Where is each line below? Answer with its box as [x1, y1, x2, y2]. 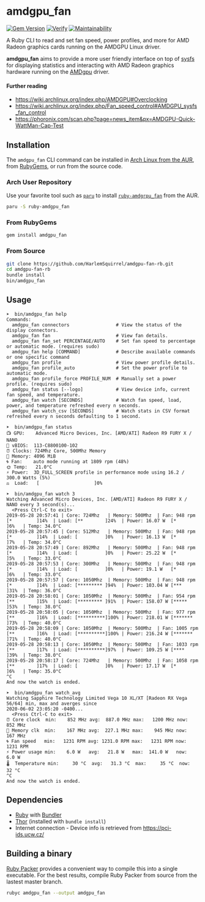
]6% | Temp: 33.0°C [6, 571, 62, 578]
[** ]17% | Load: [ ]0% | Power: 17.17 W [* [6, 662, 176, 669]
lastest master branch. [6, 877, 63, 885]
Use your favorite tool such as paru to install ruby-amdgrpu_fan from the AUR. [6, 192, 199, 199]
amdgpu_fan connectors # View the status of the [12, 321, 182, 328]
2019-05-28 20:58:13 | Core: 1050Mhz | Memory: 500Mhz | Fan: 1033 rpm [6, 641, 199, 648]
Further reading [6, 82, 47, 90]
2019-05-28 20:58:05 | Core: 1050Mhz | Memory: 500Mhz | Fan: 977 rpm [6, 609, 196, 615]
